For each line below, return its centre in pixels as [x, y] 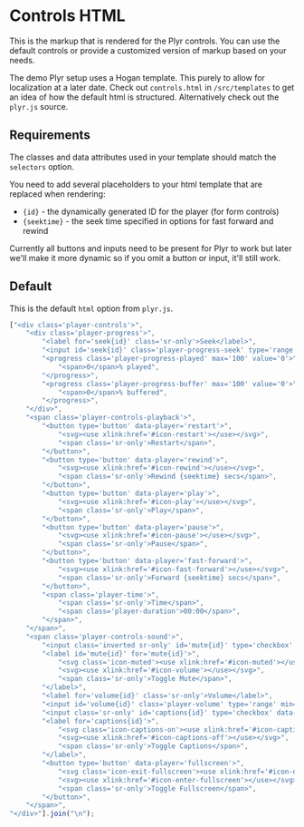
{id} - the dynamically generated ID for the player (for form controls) [151, 211]
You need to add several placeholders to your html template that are [136, 184]
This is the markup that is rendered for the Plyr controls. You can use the [145, 41]
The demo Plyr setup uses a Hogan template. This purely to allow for [137, 77]
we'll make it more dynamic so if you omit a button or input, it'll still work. [145, 258]
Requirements [50, 136]
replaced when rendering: [57, 194]
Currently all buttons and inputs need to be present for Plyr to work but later [151, 248]
